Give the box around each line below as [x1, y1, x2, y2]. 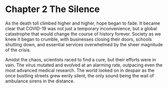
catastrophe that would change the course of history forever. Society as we [5, 31, 161, 37]
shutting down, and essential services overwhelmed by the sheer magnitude [5, 41, 163, 47]
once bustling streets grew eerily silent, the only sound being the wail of [5, 72, 154, 78]
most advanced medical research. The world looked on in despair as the [5, 67, 154, 73]
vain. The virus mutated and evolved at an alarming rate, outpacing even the [5, 62, 163, 68]
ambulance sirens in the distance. [5, 78, 75, 84]
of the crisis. [5, 47, 31, 53]
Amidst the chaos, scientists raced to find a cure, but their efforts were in [5, 56, 156, 62]
